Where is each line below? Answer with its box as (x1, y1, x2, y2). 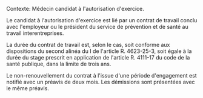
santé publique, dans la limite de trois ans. (6, 60, 111, 67)
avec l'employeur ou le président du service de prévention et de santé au (6, 23, 189, 30)
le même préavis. (6, 85, 50, 92)
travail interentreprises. (6, 29, 64, 37)
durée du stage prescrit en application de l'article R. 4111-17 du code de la (6, 54, 190, 61)
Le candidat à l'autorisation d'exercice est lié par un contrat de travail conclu (6, 17, 198, 23)
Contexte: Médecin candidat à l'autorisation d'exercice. (6, 5, 144, 12)
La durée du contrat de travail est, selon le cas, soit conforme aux (6, 41, 170, 48)
